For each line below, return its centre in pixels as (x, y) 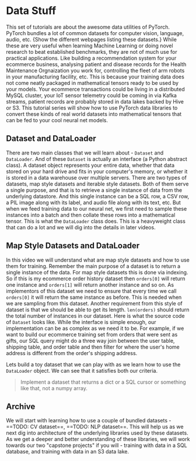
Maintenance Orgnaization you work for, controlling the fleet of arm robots (95, 70)
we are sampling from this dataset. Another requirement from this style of (94, 303)
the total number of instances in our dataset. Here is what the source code (95, 316)
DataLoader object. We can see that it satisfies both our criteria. (82, 370)
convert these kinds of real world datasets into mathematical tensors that (94, 114)
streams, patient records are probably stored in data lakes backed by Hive (95, 101)
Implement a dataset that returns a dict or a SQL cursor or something (103, 382)
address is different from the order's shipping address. (72, 353)
